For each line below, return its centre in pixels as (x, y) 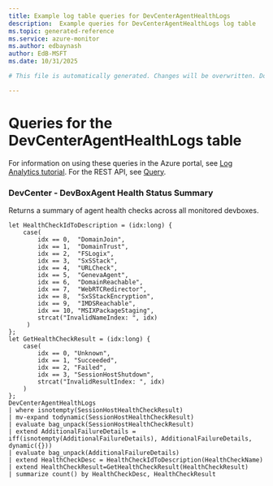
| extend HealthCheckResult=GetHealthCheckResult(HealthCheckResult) (129, 467)
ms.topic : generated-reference (61, 31)
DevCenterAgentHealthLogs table (125, 140)
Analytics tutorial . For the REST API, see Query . (87, 171)
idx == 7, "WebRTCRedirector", (93, 289)
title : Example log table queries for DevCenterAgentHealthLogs (119, 16)
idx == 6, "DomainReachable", (91, 282)
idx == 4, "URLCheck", (78, 268)
